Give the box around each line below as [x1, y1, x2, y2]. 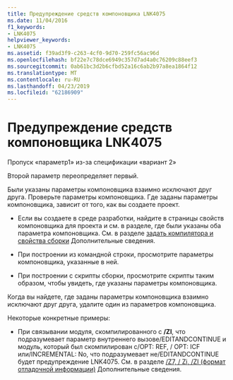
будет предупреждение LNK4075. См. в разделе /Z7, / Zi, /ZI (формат [17, 357, 226, 366]
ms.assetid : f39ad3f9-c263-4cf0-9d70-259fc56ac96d [7, 50, 160, 57]
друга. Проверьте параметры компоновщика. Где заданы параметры [7, 193, 218, 201]
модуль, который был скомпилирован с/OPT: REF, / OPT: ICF [17, 343, 201, 351]
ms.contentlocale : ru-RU [7, 76, 80, 83]
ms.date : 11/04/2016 [7, 17, 68, 24]
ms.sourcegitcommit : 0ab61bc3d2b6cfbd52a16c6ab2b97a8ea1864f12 [7, 63, 198, 70]
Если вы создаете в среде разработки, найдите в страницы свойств [17, 214, 225, 222]
